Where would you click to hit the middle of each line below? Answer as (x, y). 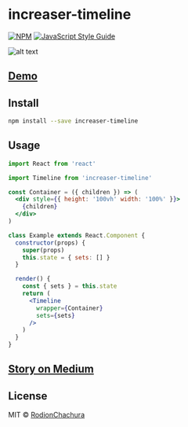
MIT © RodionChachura (47, 415)
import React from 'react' (52, 164)
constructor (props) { (51, 243)
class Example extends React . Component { (77, 235)
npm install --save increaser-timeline (73, 121)
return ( (36, 294)
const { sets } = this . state (70, 286)
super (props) (43, 250)
